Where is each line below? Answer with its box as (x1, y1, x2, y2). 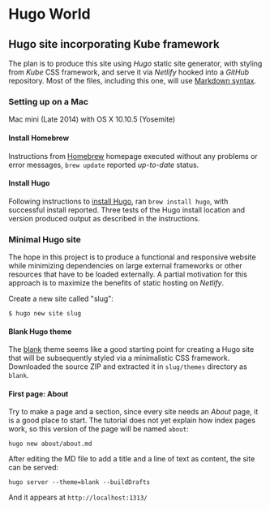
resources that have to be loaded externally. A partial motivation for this (8, 269, 247, 279)
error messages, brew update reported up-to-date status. (8, 160, 199, 169)
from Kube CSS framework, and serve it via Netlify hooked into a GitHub (8, 67, 250, 77)
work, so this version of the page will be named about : (8, 424, 189, 434)
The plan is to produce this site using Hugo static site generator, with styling (8, 58, 263, 68)
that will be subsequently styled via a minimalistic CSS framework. (8, 354, 230, 363)
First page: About (8, 388, 69, 398)
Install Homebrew (8, 133, 70, 143)
